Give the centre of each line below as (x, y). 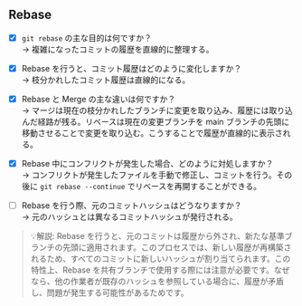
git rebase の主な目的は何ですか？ (87, 38)
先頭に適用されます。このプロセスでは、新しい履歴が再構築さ (177, 247)
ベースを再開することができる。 (203, 186)
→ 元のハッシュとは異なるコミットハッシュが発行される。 (130, 217)
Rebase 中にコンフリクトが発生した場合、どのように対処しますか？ (147, 163)
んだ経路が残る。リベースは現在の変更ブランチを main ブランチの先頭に (156, 122)
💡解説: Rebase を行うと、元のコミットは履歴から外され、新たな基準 (158, 236)
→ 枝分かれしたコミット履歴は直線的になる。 (106, 80)
